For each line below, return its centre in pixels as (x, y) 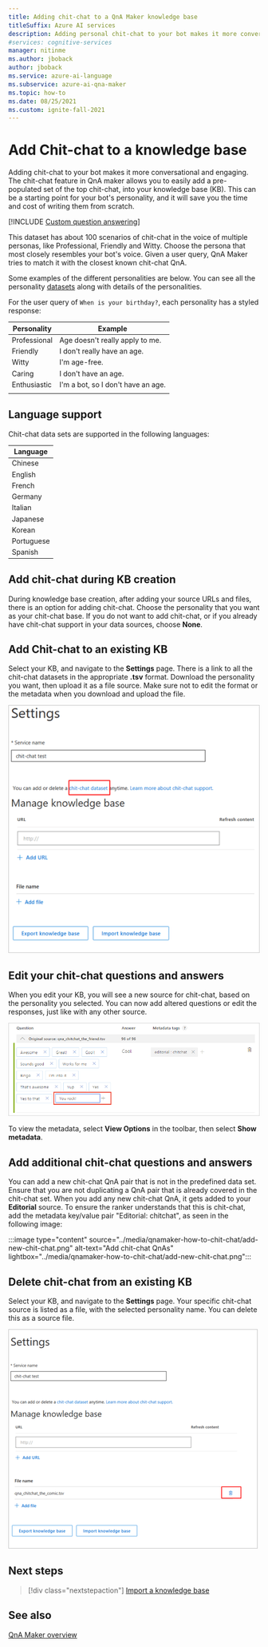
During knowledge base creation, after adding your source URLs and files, (130, 599)
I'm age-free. (81, 362)
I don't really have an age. (102, 351)
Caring (23, 373)
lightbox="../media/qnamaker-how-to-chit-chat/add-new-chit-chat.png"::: (130, 1257)
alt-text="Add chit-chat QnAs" (124, 1248)
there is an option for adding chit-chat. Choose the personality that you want (134, 607)
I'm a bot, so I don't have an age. (112, 385)
